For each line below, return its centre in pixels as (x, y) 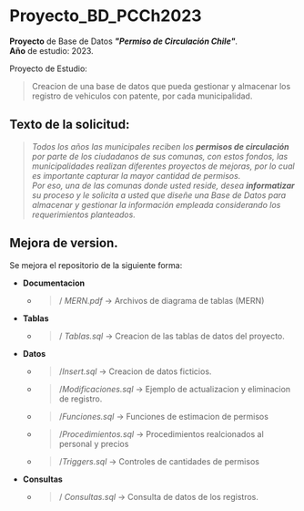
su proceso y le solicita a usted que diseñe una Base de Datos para (159, 195)
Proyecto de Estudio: (49, 68)
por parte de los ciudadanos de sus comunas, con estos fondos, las (160, 156)
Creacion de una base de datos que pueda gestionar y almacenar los (161, 86)
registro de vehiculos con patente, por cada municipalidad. (142, 96)
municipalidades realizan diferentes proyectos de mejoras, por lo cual (163, 166)
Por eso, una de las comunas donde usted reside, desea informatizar (163, 185)
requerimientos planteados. (84, 214)
